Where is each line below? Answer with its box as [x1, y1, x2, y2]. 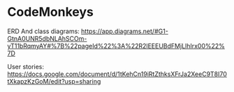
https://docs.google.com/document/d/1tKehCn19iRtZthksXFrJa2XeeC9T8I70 [7, 70, 227, 78]
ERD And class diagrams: [7, 27, 80, 35]
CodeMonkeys [7, 4, 94, 20]
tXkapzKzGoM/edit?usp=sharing [7, 77, 101, 85]
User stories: [7, 62, 44, 71]
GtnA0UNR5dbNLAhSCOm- [7, 34, 87, 42]
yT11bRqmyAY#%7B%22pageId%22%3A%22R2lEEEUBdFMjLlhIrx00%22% [7, 42, 226, 50]
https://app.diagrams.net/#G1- [81, 27, 169, 35]
